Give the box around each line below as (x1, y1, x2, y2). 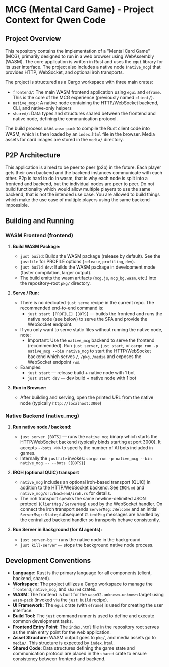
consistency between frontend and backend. (12, 656, 106, 662)
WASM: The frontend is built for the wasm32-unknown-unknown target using (12, 591, 164, 597)
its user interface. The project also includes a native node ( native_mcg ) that (5, 64, 161, 70)
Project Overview (5, 34, 61, 43)
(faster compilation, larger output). (20, 269, 92, 275)
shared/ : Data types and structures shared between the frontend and (12, 110, 156, 116)
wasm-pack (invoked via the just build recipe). (12, 597, 108, 603)
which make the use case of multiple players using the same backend (5, 196, 150, 203)
